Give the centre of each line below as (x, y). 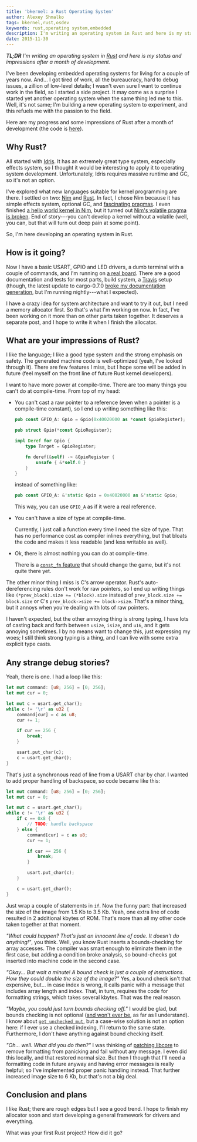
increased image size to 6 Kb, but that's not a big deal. (72, 1076)
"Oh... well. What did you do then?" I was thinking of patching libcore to (92, 1045)
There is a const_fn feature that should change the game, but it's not (97, 565)
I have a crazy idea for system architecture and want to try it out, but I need (97, 303)
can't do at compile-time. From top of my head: (63, 391)
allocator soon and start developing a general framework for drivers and (93, 1115)
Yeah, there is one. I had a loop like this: (54, 677)
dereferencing (23, 589)
